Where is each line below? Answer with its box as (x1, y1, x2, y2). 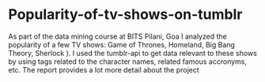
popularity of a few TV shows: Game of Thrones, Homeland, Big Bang (8, 39, 236, 49)
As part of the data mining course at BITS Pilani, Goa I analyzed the (8, 32, 227, 41)
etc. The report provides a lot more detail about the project (8, 65, 199, 74)
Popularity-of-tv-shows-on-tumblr (8, 6, 243, 24)
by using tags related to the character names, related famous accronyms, (8, 57, 248, 66)
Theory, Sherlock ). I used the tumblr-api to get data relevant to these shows (8, 48, 257, 58)
